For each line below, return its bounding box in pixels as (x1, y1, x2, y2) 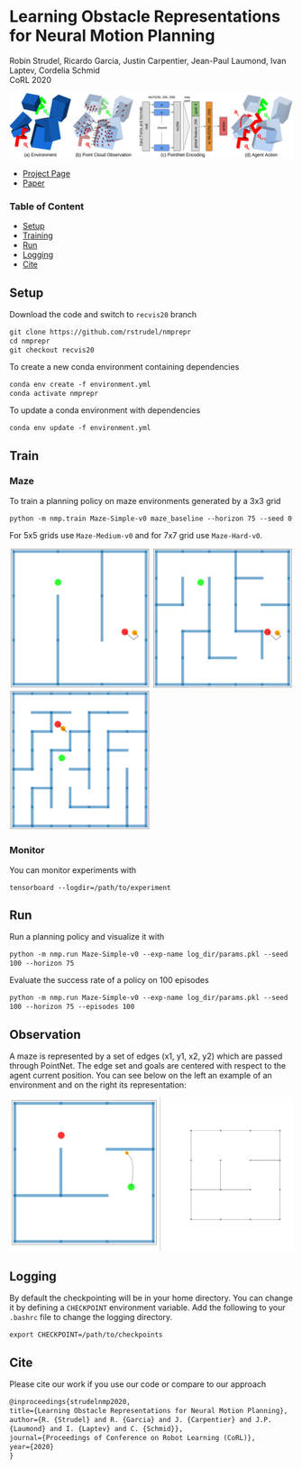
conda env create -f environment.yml (9, 381, 151, 390)
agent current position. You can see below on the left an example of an (9, 1070, 272, 1081)
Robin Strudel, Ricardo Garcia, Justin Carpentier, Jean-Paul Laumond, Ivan (9, 55, 287, 66)
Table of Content (9, 200, 85, 213)
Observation (9, 1026, 81, 1042)
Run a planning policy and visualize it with (9, 932, 165, 942)
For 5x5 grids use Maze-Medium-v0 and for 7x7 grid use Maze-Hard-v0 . (9, 529, 263, 540)
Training (22, 230, 54, 241)
